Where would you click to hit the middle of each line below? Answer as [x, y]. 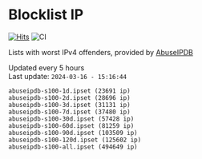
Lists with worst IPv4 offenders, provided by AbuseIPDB [101, 52]
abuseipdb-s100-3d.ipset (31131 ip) [69, 105]
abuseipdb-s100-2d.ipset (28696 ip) [69, 97]
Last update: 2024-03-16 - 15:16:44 [67, 76]
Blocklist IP [46, 15]
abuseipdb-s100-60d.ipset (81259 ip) [71, 125]
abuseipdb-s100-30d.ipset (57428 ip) [71, 119]
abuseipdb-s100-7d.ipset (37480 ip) [69, 112]
